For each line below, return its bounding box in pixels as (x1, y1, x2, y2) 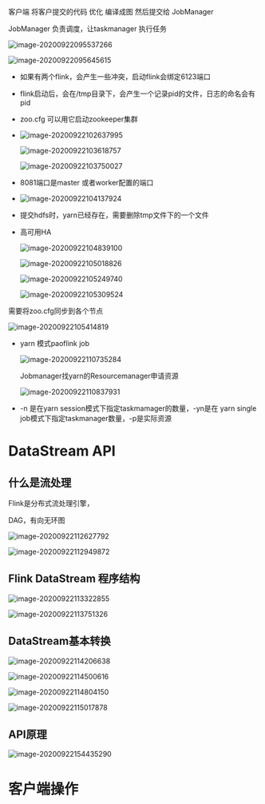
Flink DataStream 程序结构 (8, 572, 140, 586)
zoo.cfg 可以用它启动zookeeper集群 (19, 114, 138, 124)
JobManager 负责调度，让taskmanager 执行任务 (8, 24, 168, 34)
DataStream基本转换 (8, 635, 111, 648)
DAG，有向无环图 (8, 515, 65, 525)
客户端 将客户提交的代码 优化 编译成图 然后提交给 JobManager (8, 7, 214, 16)
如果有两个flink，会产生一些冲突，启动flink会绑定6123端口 (19, 72, 212, 82)
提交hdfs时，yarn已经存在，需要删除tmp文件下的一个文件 (19, 210, 209, 220)
